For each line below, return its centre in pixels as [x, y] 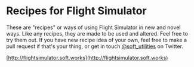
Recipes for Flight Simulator [77, 11]
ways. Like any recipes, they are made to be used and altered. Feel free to [97, 33]
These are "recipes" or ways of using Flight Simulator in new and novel [93, 27]
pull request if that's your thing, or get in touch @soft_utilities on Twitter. [95, 46]
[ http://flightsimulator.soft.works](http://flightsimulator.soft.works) [87, 58]
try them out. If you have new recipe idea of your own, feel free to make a [96, 40]
